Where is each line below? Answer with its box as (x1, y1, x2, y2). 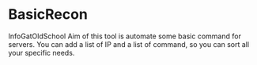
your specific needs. (8, 48, 75, 57)
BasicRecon (8, 5, 89, 23)
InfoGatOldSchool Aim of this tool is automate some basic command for (8, 31, 241, 41)
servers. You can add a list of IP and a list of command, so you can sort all (8, 39, 250, 49)
